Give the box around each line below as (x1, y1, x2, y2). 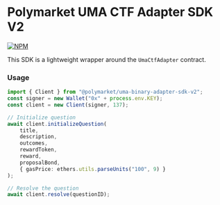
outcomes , (19, 140, 49, 147)
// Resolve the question (7, 185, 79, 192)
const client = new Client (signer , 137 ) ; (7, 101, 129, 108)
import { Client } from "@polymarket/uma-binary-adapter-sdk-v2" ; (7, 88, 203, 96)
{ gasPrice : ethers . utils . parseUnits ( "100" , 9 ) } (19, 165, 167, 172)
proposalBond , (19, 159, 60, 166)
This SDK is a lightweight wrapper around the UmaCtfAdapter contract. (7, 55, 206, 63)
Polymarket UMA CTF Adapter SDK (7, 4, 214, 20)
